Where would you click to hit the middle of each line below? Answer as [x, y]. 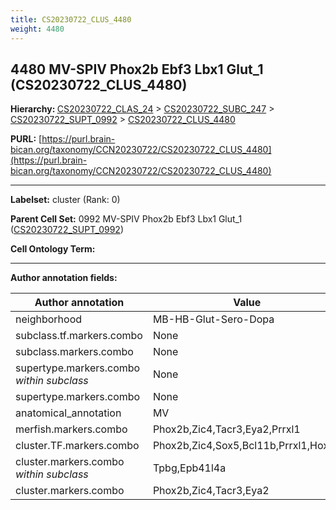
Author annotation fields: [64, 278]
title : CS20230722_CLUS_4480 [71, 19]
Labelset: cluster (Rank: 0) [65, 200]
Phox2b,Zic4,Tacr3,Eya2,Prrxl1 [226, 429]
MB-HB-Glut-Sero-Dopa [213, 319]
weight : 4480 [37, 29]
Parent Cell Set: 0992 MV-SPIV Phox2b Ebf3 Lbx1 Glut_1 [126, 219]
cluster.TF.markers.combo [77, 446]
